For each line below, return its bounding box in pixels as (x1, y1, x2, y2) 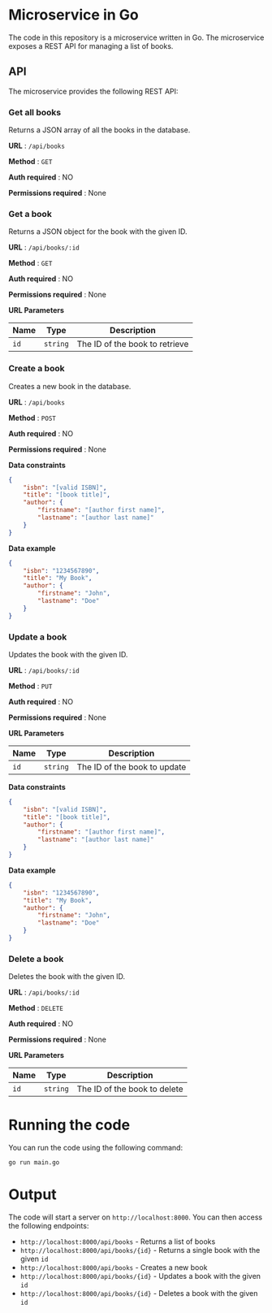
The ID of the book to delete (76, 1083, 184, 1094)
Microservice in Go (8, 6, 140, 24)
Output (8, 1185, 57, 1204)
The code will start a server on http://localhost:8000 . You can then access (8, 1212, 262, 1222)
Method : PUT (8, 681, 53, 691)
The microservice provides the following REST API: (8, 86, 179, 96)
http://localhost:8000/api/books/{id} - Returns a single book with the (19, 1246, 261, 1255)
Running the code (8, 1116, 131, 1134)
